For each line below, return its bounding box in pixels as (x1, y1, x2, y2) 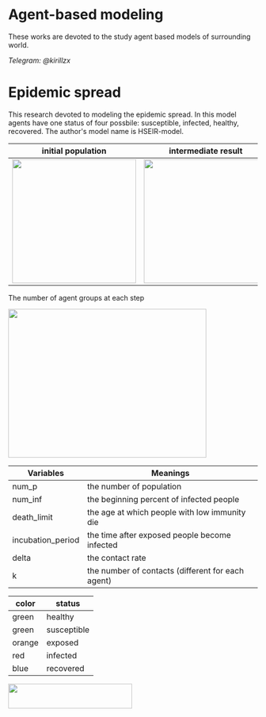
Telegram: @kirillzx (8, 56, 71, 65)
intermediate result (169, 145, 243, 156)
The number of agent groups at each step (8, 293, 145, 302)
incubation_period (12, 534, 80, 545)
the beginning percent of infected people (86, 493, 240, 504)
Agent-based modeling (8, 6, 164, 24)
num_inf (12, 493, 43, 504)
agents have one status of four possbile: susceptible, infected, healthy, (8, 117, 240, 128)
